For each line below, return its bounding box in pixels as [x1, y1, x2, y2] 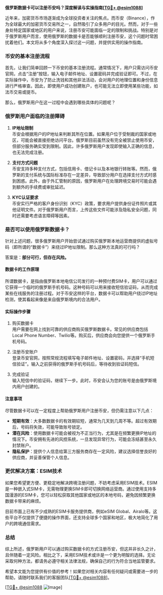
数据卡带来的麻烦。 [5, 498, 44, 504]
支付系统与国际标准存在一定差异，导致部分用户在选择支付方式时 [25, 172, 153, 177]
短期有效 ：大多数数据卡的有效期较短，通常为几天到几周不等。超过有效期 [12, 418, 157, 423]
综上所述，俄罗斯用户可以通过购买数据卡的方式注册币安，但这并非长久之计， [5, 546, 158, 552]
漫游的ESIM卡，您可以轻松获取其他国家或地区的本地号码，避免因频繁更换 [9, 492, 156, 498]
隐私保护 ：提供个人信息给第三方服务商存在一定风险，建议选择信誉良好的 [12, 448, 157, 454]
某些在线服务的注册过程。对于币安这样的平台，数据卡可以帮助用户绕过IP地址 [5, 290, 158, 296]
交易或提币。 [13, 89, 39, 95]
